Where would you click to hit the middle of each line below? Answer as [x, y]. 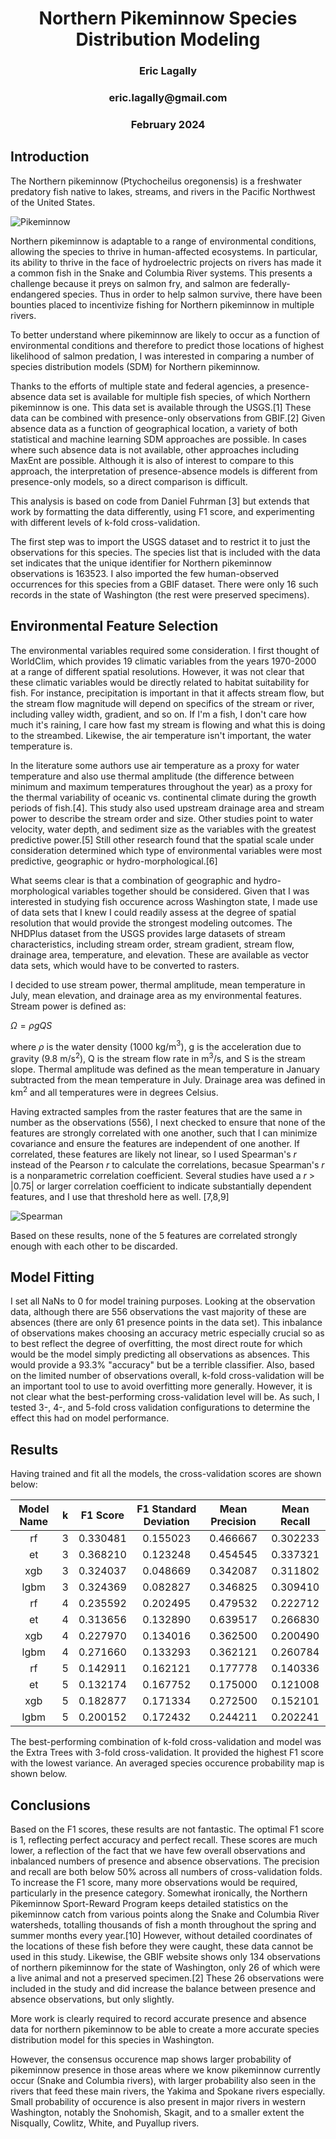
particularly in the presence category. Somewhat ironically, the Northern [159, 1893]
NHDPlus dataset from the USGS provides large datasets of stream [148, 933]
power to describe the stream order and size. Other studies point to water [162, 818]
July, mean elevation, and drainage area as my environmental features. [156, 995]
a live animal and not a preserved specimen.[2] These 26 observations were [167, 1978]
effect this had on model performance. [90, 1418]
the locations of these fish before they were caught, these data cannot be [162, 1946]
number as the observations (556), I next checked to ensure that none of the [168, 1122]
